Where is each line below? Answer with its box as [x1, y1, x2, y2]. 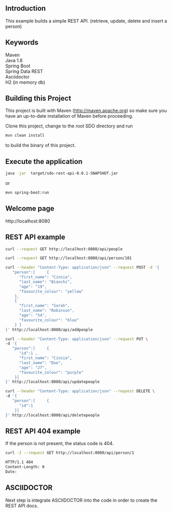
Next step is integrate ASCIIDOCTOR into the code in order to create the [5, 497, 158, 503]
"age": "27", [18, 365, 47, 370]
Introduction [5, 4, 46, 13]
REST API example [5, 233, 66, 242]
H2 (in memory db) [5, 79, 46, 85]
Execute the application [5, 157, 83, 166]
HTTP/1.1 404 [5, 460, 33, 465]
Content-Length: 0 [5, 465, 45, 470]
